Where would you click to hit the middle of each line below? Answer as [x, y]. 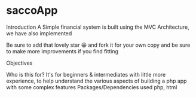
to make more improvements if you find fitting [62, 51]
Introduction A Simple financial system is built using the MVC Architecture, [98, 27]
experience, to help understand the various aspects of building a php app [97, 81]
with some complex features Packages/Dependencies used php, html [92, 87]
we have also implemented [39, 33]
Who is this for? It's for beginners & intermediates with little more [86, 74]
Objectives [19, 63]
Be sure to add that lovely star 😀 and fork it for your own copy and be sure [98, 45]
